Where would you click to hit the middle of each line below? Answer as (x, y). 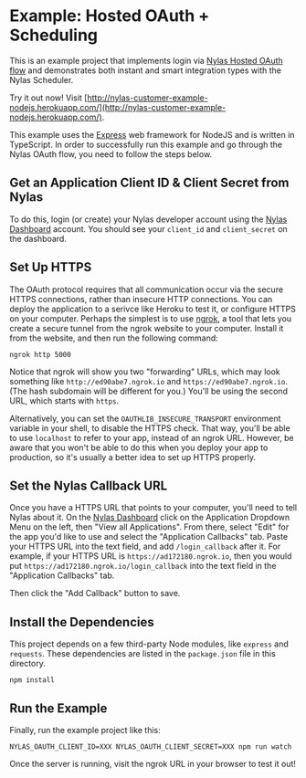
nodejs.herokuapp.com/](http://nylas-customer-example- (118, 107)
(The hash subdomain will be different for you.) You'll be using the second (148, 391)
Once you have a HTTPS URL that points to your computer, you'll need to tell (153, 508)
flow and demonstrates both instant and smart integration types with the (145, 70)
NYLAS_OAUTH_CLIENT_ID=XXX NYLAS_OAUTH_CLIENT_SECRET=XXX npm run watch (151, 747)
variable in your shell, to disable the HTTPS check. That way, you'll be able (150, 428)
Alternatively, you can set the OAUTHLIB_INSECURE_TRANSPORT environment (145, 418)
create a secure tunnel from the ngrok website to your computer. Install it (147, 328)
